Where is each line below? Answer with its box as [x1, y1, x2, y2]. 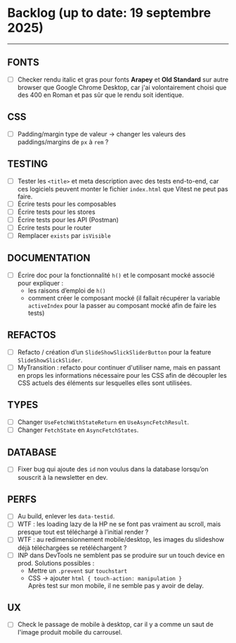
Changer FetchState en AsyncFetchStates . [17, 426, 139, 434]
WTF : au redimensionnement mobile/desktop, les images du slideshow [17, 535, 225, 544]
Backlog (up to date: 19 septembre [7, 5, 211, 21]
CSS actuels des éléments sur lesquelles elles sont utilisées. [17, 378, 192, 387]
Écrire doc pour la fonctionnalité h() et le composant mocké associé [17, 271, 216, 279]
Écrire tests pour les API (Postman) [17, 215, 119, 224]
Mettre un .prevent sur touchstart [27, 566, 128, 575]
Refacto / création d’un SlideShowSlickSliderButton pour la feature [17, 348, 211, 356]
